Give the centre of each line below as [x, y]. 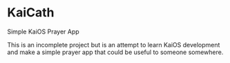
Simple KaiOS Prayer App [43, 32]
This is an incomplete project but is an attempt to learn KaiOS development [114, 45]
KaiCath [31, 13]
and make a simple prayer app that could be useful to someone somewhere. [115, 52]
